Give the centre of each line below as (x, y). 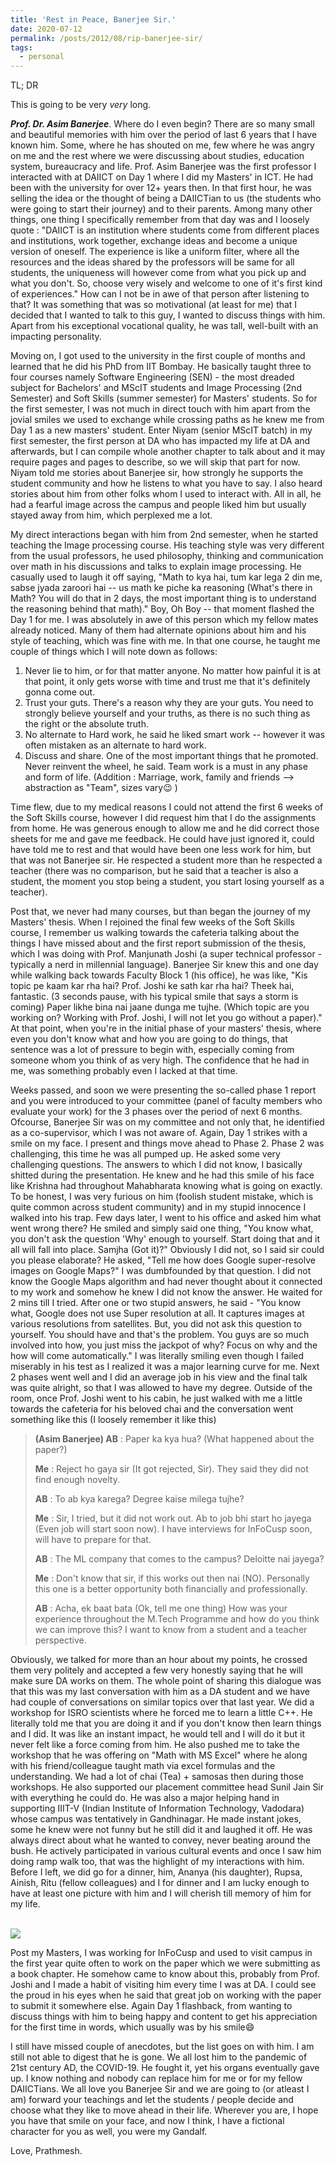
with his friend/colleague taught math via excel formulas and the (143, 1766)
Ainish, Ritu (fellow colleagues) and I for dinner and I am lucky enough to (160, 1883)
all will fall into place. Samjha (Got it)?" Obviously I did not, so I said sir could (167, 1250)
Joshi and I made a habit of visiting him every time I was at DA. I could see (163, 1985)
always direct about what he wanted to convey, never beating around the (160, 1840)
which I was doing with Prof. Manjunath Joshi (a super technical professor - (166, 954)
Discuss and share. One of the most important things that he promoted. (171, 756)
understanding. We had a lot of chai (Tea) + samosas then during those (157, 1777)
